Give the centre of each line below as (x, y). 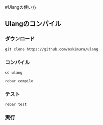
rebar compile (19, 81)
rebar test (16, 105)
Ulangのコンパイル (33, 24)
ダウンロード (20, 39)
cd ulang (14, 72)
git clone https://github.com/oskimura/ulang (51, 49)
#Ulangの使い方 (21, 7)
